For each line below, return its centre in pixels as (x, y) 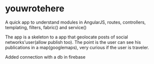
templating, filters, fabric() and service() (46, 27)
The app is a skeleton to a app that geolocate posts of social (67, 37)
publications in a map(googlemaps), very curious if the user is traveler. (77, 47)
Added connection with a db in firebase (45, 57)
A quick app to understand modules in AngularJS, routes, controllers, (76, 22)
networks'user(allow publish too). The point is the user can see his (73, 42)
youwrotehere (35, 9)
